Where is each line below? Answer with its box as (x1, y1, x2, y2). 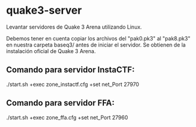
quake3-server (6, 4, 82, 17)
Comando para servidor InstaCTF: (6, 65, 135, 75)
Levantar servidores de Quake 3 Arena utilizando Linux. (6, 23, 143, 30)
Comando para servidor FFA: (6, 98, 115, 108)
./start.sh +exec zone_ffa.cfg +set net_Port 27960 (6, 114, 128, 121)
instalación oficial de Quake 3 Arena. (6, 47, 96, 54)
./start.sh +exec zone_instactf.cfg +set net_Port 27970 (6, 80, 140, 88)
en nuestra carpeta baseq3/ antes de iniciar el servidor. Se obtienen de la (6, 41, 186, 48)
